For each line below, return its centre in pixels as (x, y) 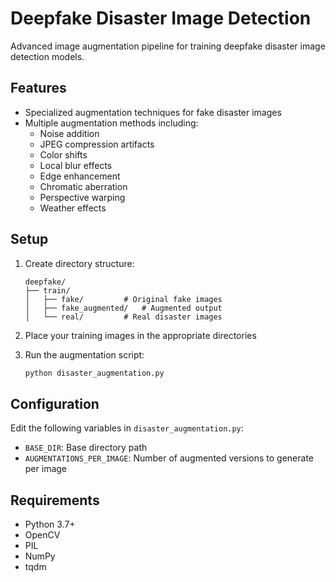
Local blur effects (76, 165)
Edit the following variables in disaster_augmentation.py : (127, 428)
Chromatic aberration (83, 186)
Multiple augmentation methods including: (111, 123)
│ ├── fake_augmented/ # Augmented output (123, 308)
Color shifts (63, 154)
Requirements (55, 500)
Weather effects (73, 208)
